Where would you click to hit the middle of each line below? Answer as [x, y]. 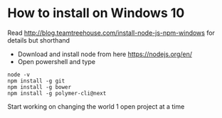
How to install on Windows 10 [96, 13]
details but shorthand [38, 40]
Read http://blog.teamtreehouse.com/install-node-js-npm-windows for [111, 33]
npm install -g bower [39, 87]
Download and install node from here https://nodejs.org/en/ [105, 54]
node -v [19, 75]
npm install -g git [36, 81]
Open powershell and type [57, 61]
